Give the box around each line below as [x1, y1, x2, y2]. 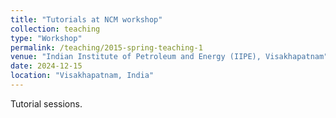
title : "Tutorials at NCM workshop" [10, 14, 163, 25]
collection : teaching [10, 24, 101, 34]
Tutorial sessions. [10, 97, 83, 110]
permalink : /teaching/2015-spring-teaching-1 [10, 42, 203, 53]
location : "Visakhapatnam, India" [10, 71, 155, 81]
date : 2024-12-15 [10, 61, 83, 71]
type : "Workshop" [10, 33, 83, 43]
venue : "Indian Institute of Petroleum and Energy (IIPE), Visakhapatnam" [10, 52, 329, 62]
